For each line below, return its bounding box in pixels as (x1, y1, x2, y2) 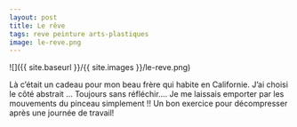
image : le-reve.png (9, 37, 82, 47)
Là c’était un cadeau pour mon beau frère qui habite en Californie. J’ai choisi (9, 79, 289, 90)
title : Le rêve (9, 21, 66, 30)
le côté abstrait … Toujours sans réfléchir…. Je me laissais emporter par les (9, 89, 285, 99)
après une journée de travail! (9, 107, 115, 118)
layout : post (9, 12, 58, 22)
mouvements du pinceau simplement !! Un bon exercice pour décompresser (9, 99, 288, 109)
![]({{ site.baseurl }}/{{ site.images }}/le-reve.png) (9, 62, 191, 73)
